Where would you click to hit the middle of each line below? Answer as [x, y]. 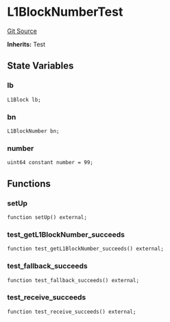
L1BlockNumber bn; [33, 131]
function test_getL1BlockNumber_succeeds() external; [86, 249]
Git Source [22, 31]
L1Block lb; [24, 100]
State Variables [40, 66]
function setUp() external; [47, 217]
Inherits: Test [26, 44]
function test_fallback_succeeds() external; [73, 280]
